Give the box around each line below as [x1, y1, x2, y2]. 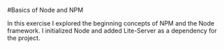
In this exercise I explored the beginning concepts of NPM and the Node [7, 19, 215, 27]
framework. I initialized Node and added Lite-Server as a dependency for [7, 27, 218, 35]
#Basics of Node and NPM [7, 6, 84, 14]
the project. [7, 34, 40, 42]
